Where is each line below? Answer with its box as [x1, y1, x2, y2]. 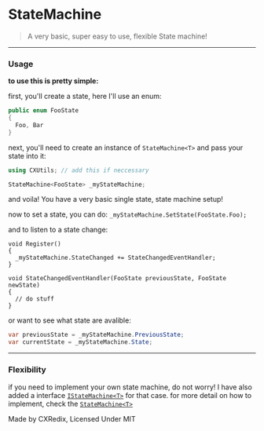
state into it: [8, 151, 46, 160]
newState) [8, 281, 41, 290]
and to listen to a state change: [8, 225, 108, 235]
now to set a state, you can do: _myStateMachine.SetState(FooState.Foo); [8, 210, 247, 219]
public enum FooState [8, 107, 79, 115]
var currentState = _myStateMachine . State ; [8, 338, 153, 346]
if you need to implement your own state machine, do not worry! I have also [8, 382, 253, 392]
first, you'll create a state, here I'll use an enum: [8, 92, 163, 101]
